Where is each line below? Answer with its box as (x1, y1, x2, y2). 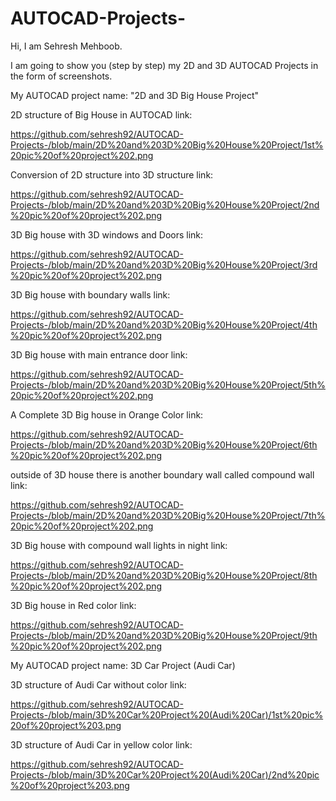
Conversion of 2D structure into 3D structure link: (10, 168, 214, 181)
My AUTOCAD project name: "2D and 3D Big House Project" (10, 89, 260, 101)
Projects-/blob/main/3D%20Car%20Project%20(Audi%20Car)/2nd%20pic (10, 768, 320, 781)
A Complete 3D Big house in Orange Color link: (10, 408, 204, 421)
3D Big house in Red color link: (10, 599, 137, 611)
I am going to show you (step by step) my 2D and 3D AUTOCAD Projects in (10, 59, 319, 71)
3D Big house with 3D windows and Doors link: (10, 228, 204, 241)
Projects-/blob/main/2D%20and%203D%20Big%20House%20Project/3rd (10, 258, 318, 271)
